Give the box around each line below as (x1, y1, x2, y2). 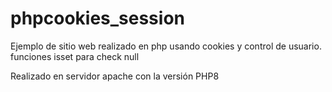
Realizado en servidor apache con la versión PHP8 (10, 70, 220, 82)
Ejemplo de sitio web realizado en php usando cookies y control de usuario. (10, 40, 322, 52)
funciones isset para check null (10, 50, 140, 62)
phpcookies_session (10, 7, 185, 30)
